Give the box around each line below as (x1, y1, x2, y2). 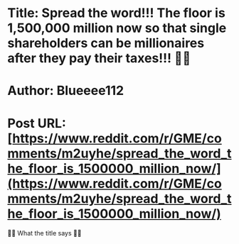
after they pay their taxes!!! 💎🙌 (7, 50, 191, 67)
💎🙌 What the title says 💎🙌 (7, 229, 82, 238)
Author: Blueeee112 (7, 83, 124, 99)
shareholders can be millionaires (7, 35, 205, 51)
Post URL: (7, 115, 66, 131)
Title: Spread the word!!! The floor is (7, 5, 225, 21)
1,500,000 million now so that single (7, 20, 227, 36)
